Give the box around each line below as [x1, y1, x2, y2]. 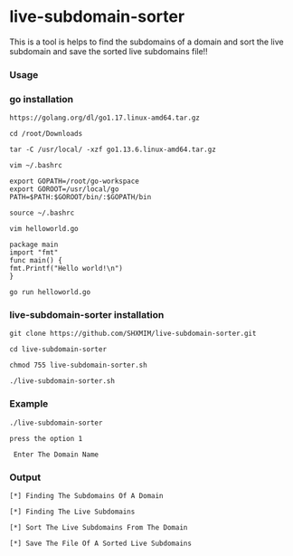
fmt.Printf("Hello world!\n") [9, 264, 124, 273]
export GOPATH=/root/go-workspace [9, 177, 140, 187]
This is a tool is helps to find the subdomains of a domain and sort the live [9, 36, 284, 47]
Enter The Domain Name [13, 450, 99, 459]
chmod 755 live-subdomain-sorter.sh [9, 360, 147, 370]
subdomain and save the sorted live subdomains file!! [9, 45, 208, 56]
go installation [9, 92, 74, 105]
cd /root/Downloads [9, 129, 83, 139]
